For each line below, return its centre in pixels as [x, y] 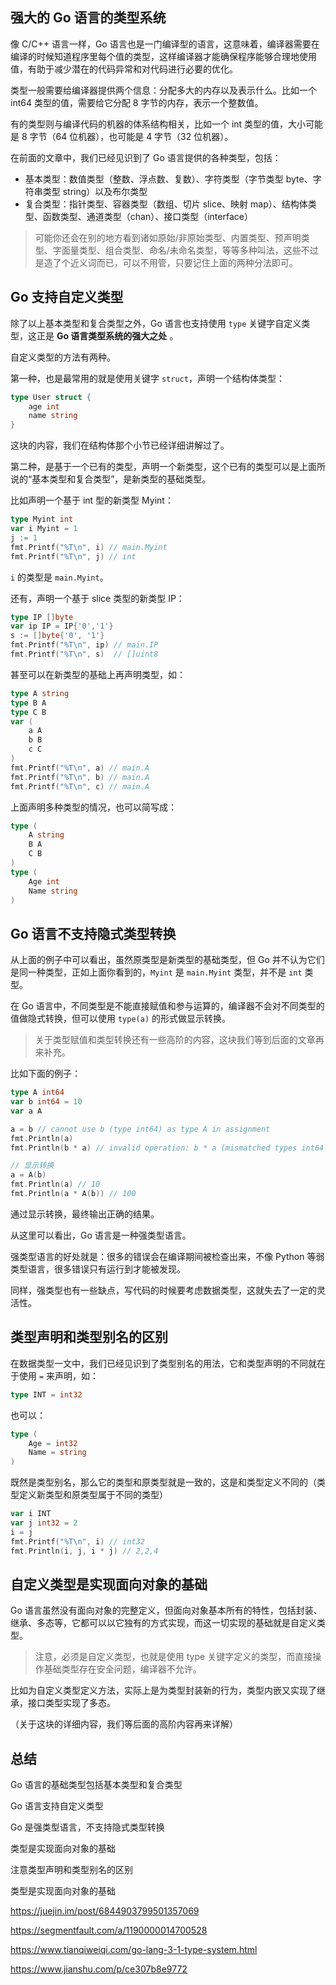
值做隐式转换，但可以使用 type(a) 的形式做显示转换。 [120, 1019]
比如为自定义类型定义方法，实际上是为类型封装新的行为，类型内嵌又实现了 [163, 1690]
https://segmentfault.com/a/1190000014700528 [109, 1930]
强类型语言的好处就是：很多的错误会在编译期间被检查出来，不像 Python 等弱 [167, 1256]
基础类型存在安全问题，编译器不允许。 [122, 1669]
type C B [28, 712]
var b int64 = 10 [46, 1102]
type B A [28, 703]
